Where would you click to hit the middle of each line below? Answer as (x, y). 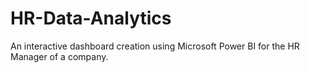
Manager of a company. (59, 56)
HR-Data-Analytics (91, 18)
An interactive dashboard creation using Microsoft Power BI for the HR (155, 46)
